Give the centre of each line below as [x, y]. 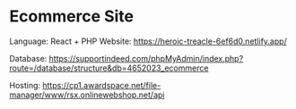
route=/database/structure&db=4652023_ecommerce [109, 68]
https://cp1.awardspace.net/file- [102, 85]
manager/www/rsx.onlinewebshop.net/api [87, 95]
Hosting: [25, 85]
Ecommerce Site [72, 17]
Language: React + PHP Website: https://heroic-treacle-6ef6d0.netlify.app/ [148, 41]
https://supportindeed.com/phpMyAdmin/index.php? [146, 58]
